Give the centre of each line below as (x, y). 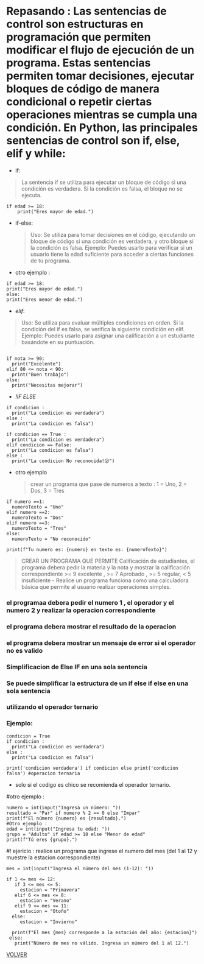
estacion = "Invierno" (49, 922)
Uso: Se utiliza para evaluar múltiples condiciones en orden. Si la (102, 322)
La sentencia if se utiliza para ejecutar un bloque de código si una (104, 182)
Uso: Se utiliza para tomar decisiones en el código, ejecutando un (113, 234)
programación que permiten (79, 37)
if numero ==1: (26, 501)
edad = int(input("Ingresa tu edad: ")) (58, 829)
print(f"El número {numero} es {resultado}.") (66, 818)
